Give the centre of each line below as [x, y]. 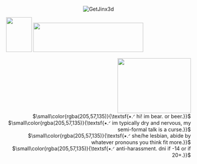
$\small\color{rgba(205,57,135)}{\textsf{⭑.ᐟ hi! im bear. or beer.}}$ [112, 116]
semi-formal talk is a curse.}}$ [154, 129]
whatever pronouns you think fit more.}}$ [141, 142]
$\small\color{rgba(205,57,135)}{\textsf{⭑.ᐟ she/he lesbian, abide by [109, 136]
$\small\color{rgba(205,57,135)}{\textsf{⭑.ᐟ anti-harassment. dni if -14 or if [101, 148]
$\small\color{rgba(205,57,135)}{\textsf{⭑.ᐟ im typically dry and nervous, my [99, 123]
